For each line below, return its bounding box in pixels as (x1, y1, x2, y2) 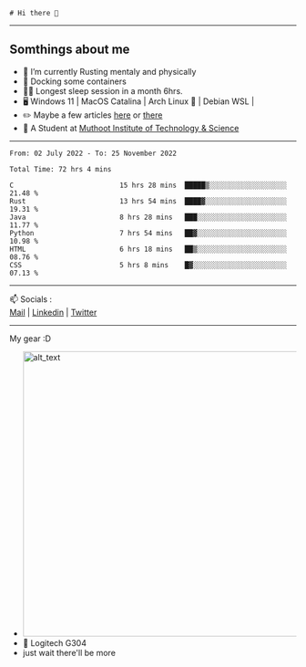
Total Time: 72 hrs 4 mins (9, 164, 112, 173)
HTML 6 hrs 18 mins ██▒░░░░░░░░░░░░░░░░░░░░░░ (9, 245, 287, 254)
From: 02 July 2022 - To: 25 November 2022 (9, 149, 178, 158)
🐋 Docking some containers (22, 76, 127, 87)
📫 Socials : (9, 293, 53, 305)
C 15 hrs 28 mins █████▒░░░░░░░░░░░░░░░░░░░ (9, 181, 287, 190)
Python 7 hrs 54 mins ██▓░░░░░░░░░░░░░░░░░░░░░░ (9, 228, 287, 237)
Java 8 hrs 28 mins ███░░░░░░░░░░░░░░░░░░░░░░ (9, 213, 287, 222)
